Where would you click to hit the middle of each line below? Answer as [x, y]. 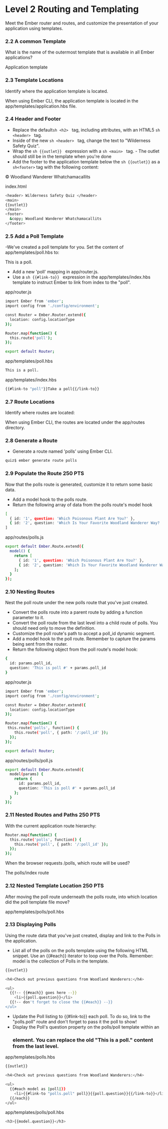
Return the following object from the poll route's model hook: [75, 649]
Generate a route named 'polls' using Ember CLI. [62, 451]
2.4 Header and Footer [33, 119]
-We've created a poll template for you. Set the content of [64, 247]
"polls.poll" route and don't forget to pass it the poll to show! [74, 1022]
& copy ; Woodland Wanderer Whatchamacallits [55, 219]
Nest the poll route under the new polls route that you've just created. [77, 603]
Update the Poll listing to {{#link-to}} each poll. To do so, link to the [81, 1016]
